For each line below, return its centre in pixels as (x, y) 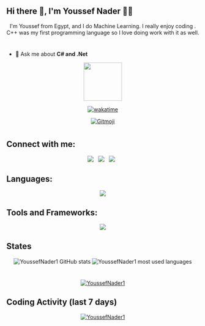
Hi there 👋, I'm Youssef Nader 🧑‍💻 (70, 11)
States (19, 246)
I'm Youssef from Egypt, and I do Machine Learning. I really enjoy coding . (103, 26)
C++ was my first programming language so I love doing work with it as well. (103, 32)
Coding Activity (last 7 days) (62, 302)
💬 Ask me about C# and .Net (51, 54)
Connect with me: (41, 144)
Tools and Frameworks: (52, 213)
